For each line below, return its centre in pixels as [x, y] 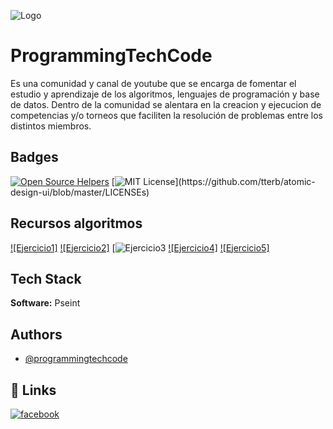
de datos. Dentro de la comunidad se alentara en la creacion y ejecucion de [166, 104]
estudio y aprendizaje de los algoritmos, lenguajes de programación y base [165, 94]
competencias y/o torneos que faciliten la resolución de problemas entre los [166, 115]
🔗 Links [33, 390]
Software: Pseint [45, 303]
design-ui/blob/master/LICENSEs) [80, 192]
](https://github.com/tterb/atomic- [245, 181]
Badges [34, 157]
